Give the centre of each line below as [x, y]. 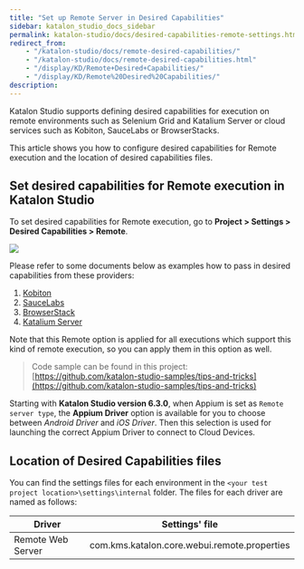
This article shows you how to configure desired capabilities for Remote [143, 148]
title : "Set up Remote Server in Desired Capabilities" [117, 18]
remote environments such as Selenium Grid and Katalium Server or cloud [147, 121]
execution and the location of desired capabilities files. [111, 157]
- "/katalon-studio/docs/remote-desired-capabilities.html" [141, 60]
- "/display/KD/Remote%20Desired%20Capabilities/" [123, 77]
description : [34, 85]
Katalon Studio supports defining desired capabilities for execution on [139, 111]
